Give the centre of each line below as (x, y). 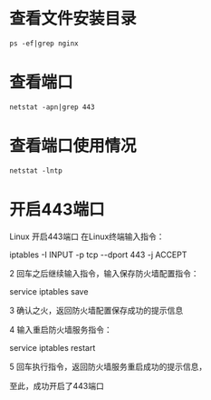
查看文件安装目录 (73, 19)
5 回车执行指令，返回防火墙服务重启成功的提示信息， (108, 366)
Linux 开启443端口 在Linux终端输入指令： (87, 236)
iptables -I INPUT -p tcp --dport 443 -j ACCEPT (98, 255)
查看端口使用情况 (73, 146)
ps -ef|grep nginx (44, 43)
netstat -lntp (36, 170)
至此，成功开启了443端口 (57, 385)
